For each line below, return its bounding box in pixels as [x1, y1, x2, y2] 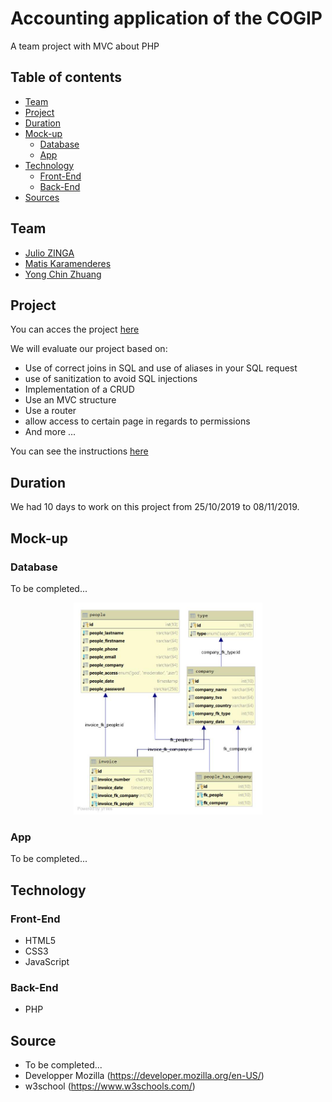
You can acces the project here [10, 323, 140, 336]
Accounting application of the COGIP [10, 7, 323, 30]
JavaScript [24, 956, 70, 968]
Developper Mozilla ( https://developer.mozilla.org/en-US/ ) [24, 1070, 265, 1082]
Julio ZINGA [24, 247, 75, 259]
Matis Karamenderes [24, 257, 112, 269]
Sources [24, 191, 60, 203]
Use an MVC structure [24, 394, 117, 406]
